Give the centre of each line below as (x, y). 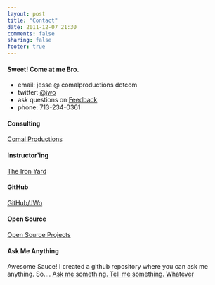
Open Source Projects (39, 235)
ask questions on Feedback (57, 100)
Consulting (24, 123)
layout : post (26, 14)
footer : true (26, 47)
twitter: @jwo (37, 92)
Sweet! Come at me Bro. (43, 69)
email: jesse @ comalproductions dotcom (77, 85)
